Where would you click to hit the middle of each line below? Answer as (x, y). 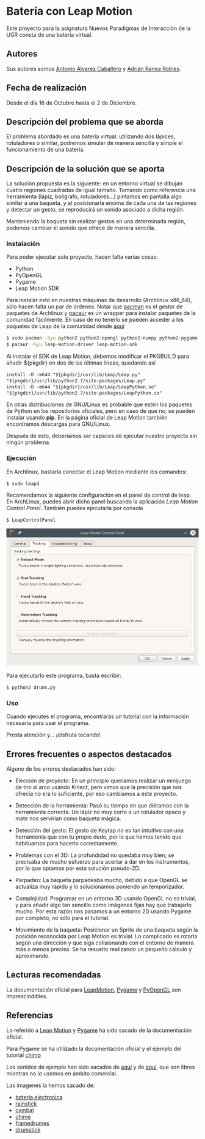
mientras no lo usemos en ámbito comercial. (62, 1073)
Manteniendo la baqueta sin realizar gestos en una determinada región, (96, 221)
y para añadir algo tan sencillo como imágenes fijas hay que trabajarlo (103, 905)
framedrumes (32, 1123)
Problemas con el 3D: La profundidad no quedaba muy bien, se (95, 855)
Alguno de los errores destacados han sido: (61, 769)
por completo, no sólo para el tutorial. (62, 918)
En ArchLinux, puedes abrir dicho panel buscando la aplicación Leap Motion (102, 502)
